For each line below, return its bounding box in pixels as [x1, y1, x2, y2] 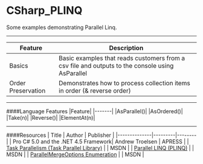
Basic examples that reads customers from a [58, 54, 185, 62]
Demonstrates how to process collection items [58, 79, 190, 87]
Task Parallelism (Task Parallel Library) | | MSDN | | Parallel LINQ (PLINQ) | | [6, 144, 195, 151]
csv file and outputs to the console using [58, 61, 174, 70]
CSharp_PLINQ [6, 4, 83, 18]
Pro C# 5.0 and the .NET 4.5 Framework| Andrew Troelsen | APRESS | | [13, 137, 189, 145]
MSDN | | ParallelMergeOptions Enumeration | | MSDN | [6, 151, 144, 158]
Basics [9, 61, 28, 70]
